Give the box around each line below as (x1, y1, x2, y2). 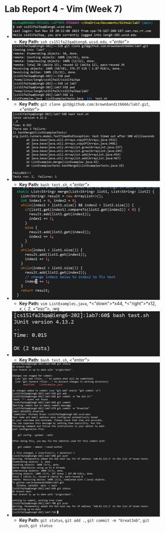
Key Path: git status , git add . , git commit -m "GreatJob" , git (19, 517, 150, 523)
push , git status (19, 522, 53, 528)
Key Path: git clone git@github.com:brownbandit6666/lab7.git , (19, 101, 150, 107)
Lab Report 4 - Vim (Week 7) (4, 3, 123, 15)
